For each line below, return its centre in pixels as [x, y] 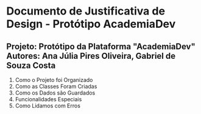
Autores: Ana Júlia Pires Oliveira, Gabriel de [91, 56]
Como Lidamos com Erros [48, 106]
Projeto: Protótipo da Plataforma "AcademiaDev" [101, 46]
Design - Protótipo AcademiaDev [91, 24]
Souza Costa [31, 65]
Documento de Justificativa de [86, 11]
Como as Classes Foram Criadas [56, 86]
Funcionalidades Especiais [48, 99]
